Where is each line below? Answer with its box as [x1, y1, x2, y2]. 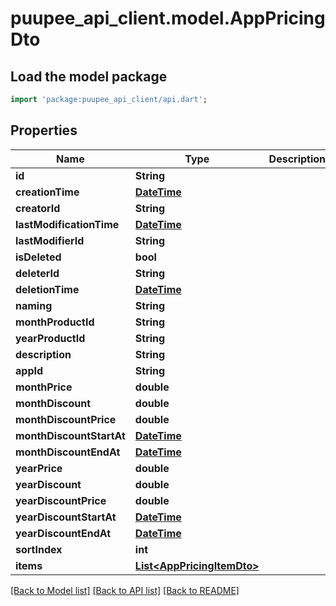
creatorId [15, 201, 61, 215]
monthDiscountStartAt [15, 428, 126, 442]
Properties [10, 122, 78, 139]
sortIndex [15, 542, 63, 556]
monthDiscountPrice [15, 412, 117, 426]
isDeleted [15, 250, 62, 264]
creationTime [15, 185, 80, 199]
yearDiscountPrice [15, 493, 107, 507]
